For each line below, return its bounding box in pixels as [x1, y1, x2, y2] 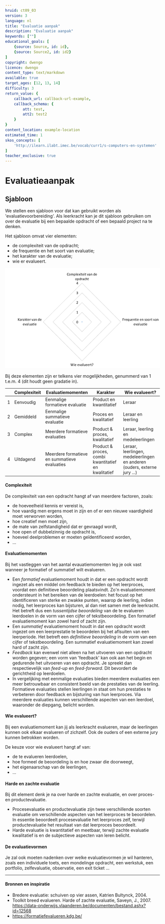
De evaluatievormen [5, 844, 48, 850]
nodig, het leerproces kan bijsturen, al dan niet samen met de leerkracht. [12, 602, 160, 608]
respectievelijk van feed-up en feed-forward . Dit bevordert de [12, 665, 137, 671]
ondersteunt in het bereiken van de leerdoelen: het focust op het [12, 592, 143, 598]
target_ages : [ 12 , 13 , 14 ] [5, 81, 60, 86]
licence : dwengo [5, 65, 38, 70]
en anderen [123, 459, 146, 465]
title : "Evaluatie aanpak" [5, 24, 60, 29]
